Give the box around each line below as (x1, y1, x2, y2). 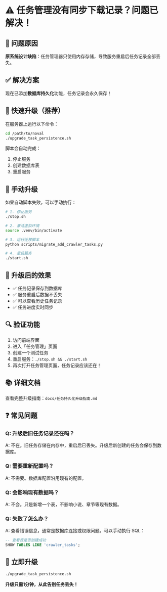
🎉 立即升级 (5, 558, 38, 566)
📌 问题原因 (5, 39, 38, 48)
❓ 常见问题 (5, 412, 38, 420)
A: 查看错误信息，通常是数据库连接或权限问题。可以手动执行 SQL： (5, 528, 145, 534)
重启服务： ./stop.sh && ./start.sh (12, 356, 88, 362)
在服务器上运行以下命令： (5, 121, 59, 127)
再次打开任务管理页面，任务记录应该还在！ (12, 362, 102, 368)
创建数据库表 (12, 162, 39, 168)
